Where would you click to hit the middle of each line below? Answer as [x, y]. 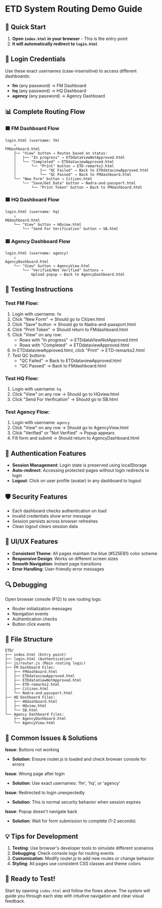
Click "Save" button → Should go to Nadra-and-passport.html [74, 324]
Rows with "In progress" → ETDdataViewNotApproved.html [79, 340]
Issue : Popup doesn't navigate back [41, 811]
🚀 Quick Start [26, 27]
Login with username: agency [41, 423]
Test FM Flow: [22, 303]
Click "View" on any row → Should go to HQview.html [65, 394]
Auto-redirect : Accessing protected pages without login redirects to [81, 470]
